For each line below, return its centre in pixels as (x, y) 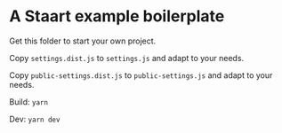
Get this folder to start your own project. (83, 41)
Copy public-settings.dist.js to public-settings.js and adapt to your (141, 75)
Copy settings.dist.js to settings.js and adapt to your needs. (127, 58)
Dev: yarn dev (35, 119)
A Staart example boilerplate (117, 16)
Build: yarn (29, 102)
